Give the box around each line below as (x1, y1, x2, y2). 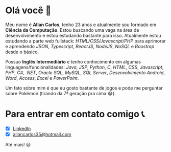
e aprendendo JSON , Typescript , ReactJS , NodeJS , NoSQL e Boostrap (5, 43, 155, 49)
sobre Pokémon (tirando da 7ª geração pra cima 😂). (5, 90, 116, 96)
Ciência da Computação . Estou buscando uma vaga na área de (5, 27, 139, 33)
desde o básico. (5, 49, 39, 55)
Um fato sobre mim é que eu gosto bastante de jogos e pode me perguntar (5, 84, 163, 91)
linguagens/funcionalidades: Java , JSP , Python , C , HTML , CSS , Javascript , (5, 64, 164, 70)
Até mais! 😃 (5, 142, 31, 147)
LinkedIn (12, 125, 31, 132)
